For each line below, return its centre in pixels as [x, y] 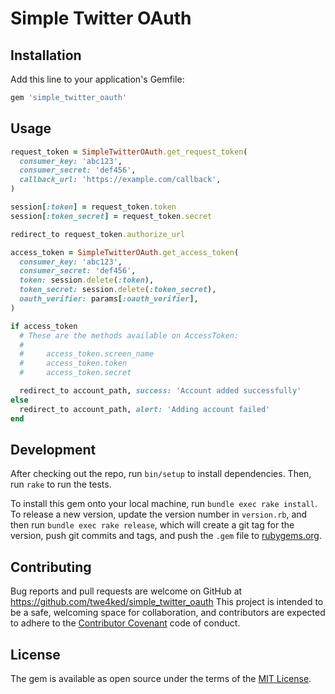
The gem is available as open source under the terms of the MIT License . [161, 678]
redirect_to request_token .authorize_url [98, 234]
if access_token [44, 326]
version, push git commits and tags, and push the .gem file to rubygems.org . [166, 536]
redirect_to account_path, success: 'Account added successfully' [160, 391]
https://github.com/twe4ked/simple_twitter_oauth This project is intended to [167, 602]
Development [53, 449]
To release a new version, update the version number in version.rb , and [159, 514]
